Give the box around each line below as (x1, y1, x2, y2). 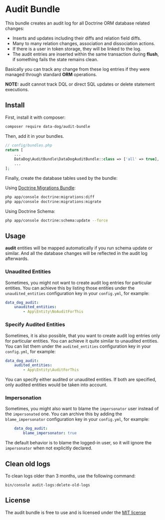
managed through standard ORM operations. (5, 71, 97, 77)
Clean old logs (5, 459, 51, 468)
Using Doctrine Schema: (5, 208, 55, 214)
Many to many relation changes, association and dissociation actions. (12, 40, 156, 46)
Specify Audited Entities (5, 321, 65, 328)
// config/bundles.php (5, 143, 52, 148)
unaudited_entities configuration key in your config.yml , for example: (5, 290, 150, 296)
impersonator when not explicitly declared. (5, 445, 93, 451)
